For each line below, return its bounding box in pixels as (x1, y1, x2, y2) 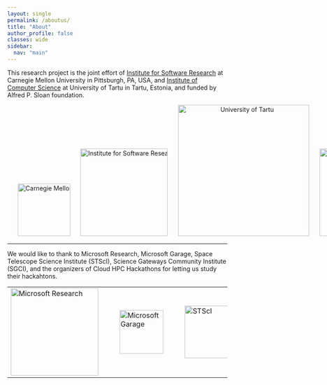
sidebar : (7, 43, 33, 50)
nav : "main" (13, 50, 49, 57)
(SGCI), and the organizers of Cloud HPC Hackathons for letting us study (7, 264, 217, 273)
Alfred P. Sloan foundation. (7, 90, 85, 99)
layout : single (7, 10, 52, 17)
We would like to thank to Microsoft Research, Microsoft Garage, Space (7, 249, 213, 258)
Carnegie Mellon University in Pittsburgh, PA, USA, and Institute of (7, 76, 198, 84)
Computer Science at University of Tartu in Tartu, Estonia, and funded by (7, 83, 217, 92)
